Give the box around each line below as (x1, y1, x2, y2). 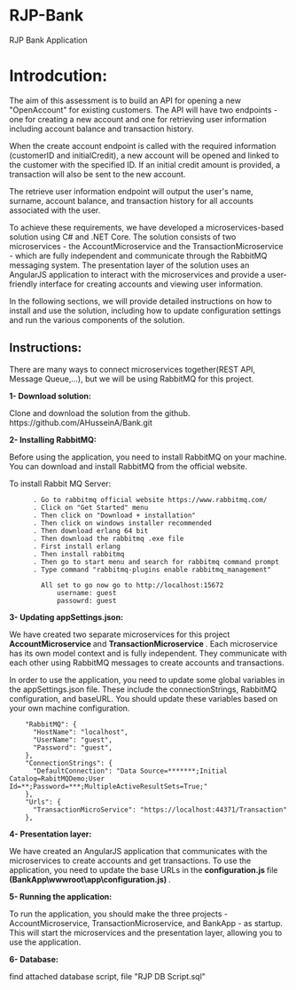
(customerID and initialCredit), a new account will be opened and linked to (9, 150, 279, 161)
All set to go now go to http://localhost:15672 (41, 580, 224, 590)
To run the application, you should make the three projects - (9, 908, 229, 919)
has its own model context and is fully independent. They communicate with (9, 648, 288, 658)
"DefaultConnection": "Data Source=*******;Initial (32, 766, 228, 775)
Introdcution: (9, 66, 108, 86)
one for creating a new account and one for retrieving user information (9, 114, 268, 124)
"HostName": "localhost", (32, 727, 129, 736)
